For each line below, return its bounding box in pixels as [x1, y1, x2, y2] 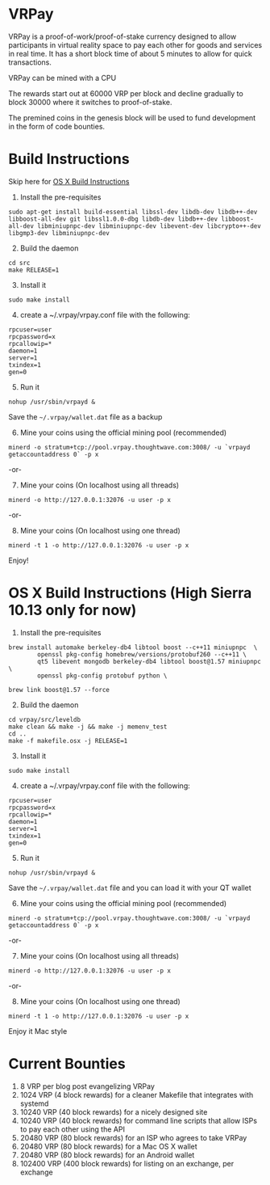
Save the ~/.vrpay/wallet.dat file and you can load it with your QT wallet [8, 883, 251, 892]
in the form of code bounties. [8, 121, 106, 131]
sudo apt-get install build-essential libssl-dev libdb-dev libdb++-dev [8, 208, 258, 216]
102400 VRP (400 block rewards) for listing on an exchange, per [19, 1158, 235, 1168]
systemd [19, 1099, 49, 1108]
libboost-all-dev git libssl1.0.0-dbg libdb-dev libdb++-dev [8, 215, 218, 223]
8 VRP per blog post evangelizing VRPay [19, 1081, 156, 1091]
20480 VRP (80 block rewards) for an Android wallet [19, 1149, 195, 1160]
